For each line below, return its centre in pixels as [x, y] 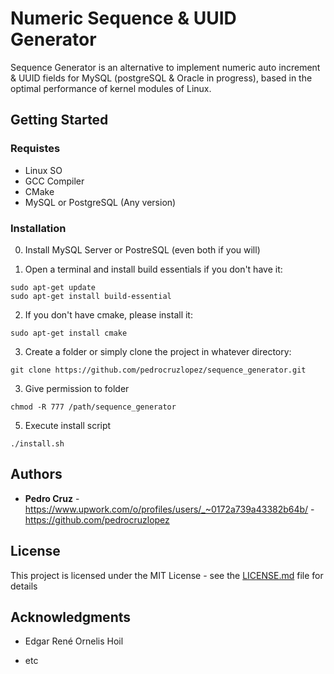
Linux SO [43, 170]
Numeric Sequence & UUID [123, 18]
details [24, 586]
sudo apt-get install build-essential [91, 296]
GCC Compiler [54, 181]
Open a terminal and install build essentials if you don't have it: [153, 269]
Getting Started [59, 120]
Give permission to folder [77, 388]
